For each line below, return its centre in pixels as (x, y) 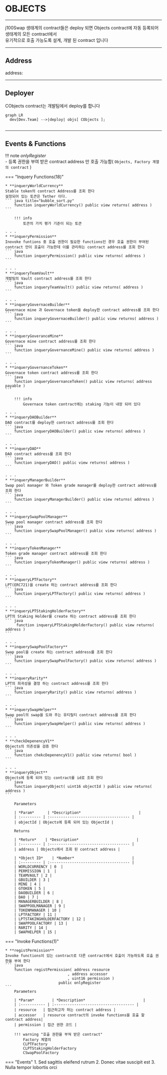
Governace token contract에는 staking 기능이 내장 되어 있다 (82, 404)
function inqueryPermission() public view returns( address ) (80, 256)
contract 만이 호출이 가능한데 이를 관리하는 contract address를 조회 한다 (75, 247)
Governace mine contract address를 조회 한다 (50, 341)
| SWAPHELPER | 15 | (35, 932)
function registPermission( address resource (62, 970)
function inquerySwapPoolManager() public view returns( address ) (85, 531)
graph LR (14, 115)
